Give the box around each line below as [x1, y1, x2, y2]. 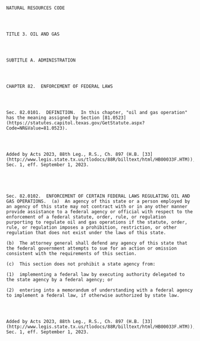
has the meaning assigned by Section [6, 115, 100, 121]
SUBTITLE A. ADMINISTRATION [6, 57, 76, 63]
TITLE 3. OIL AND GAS [6, 31, 60, 37]
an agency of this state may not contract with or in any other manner [6, 204, 187, 210]
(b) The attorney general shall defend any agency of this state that [6, 240, 187, 246]
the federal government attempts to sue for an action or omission [6, 245, 177, 251]
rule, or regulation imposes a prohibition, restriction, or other [6, 225, 177, 231]
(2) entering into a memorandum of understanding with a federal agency [6, 287, 193, 293]
